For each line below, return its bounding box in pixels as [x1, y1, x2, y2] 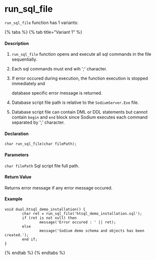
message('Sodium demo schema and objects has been [39, 228, 145, 233]
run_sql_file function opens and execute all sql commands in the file [11, 51, 152, 57]
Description [4, 40, 29, 46]
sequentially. [11, 56, 38, 62]
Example [4, 196, 23, 202]
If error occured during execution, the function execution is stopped [11, 75, 148, 81]
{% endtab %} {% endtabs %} [4, 250, 65, 256]
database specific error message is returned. [11, 90, 103, 96]
